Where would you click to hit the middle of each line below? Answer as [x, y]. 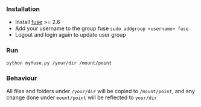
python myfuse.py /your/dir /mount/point [59, 63]
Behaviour [22, 78]
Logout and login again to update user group [70, 35]
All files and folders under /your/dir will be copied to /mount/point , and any [101, 91]
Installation [23, 9]
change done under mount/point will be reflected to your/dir [81, 97]
